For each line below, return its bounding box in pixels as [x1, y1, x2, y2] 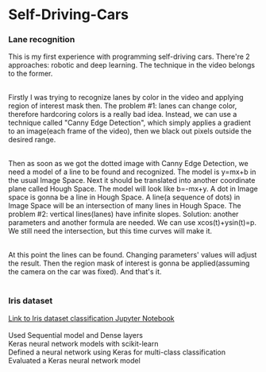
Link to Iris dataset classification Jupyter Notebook [8, 313, 175, 323]
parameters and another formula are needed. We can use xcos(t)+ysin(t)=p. [8, 218, 256, 227]
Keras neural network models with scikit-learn [8, 339, 159, 348]
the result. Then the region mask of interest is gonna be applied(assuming [8, 258, 250, 268]
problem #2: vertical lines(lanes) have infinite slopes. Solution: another [8, 209, 239, 219]
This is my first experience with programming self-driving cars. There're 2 [8, 52, 250, 61]
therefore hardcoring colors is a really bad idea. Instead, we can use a [8, 110, 237, 119]
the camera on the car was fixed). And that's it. [8, 267, 162, 277]
